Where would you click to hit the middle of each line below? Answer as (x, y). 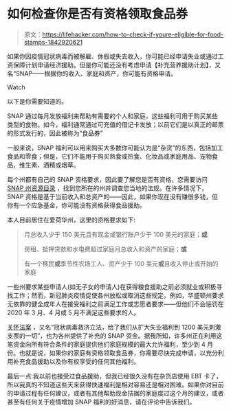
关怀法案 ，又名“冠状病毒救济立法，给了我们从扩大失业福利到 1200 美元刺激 (114, 327)
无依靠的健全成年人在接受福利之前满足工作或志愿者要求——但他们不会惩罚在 (115, 304)
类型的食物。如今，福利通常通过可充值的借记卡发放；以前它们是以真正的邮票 (115, 124)
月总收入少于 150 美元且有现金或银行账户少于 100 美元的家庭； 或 (115, 234)
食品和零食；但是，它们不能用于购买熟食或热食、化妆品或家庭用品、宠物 (109, 156)
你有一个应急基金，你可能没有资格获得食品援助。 (76, 205)
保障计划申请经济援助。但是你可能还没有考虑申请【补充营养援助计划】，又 (117, 65)
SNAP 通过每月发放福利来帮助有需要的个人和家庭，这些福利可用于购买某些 (113, 116)
